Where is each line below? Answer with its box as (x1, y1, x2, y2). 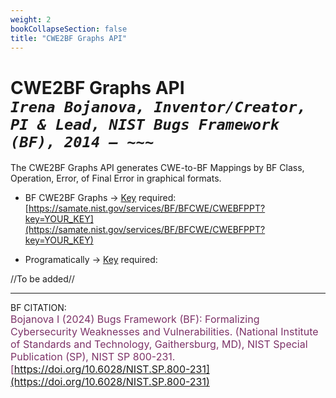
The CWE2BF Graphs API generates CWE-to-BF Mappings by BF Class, (10, 162, 305, 174)
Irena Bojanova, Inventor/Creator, (10, 97, 307, 116)
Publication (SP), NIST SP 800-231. (10, 350, 176, 364)
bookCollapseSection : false (10, 24, 128, 34)
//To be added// (10, 273, 75, 285)
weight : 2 (10, 14, 52, 25)
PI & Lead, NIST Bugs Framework (10, 115, 280, 134)
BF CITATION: (10, 302, 67, 314)
